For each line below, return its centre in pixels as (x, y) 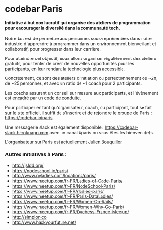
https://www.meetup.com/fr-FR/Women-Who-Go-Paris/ (68, 207)
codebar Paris (34, 9)
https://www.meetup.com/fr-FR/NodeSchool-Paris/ (64, 186)
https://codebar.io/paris (29, 118)
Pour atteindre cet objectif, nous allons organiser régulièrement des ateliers (81, 58)
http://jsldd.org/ (28, 165)
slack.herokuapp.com (27, 133)
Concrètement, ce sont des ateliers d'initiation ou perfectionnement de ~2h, (81, 78)
